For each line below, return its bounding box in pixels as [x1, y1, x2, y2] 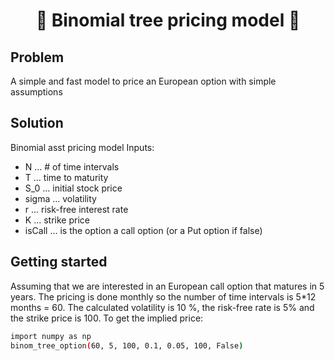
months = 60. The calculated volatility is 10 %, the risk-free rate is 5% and [10, 301, 315, 313]
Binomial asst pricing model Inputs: [10, 141, 155, 153]
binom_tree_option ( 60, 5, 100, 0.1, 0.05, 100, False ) [10, 340, 244, 351]
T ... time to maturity [24, 171, 109, 183]
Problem [10, 49, 65, 66]
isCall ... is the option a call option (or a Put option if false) [24, 224, 263, 236]
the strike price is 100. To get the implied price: [10, 312, 204, 324]
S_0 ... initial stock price [24, 182, 123, 194]
